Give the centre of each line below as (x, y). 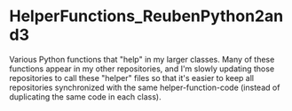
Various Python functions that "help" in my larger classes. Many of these (142, 59)
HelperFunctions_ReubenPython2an (146, 16)
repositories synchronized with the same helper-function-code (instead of (145, 87)
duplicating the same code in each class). (85, 96)
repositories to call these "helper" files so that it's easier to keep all (132, 78)
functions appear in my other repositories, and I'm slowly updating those (142, 69)
